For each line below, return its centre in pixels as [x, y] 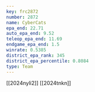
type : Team [20, 66]
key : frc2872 [22, 11]
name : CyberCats [26, 22]
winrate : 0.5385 [26, 50]
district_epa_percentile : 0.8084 [47, 61]
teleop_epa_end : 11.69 [34, 39]
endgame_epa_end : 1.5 [33, 45]
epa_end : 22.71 [25, 28]
